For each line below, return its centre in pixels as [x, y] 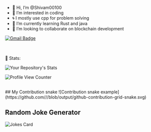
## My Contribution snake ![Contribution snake [52, 92]
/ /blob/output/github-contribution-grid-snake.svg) [96, 97]
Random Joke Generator [43, 113]
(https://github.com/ [25, 97]
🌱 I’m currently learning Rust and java [50, 24]
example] [110, 92]
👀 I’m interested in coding [38, 13]
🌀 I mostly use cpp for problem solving [51, 18]
